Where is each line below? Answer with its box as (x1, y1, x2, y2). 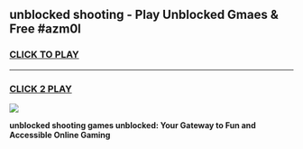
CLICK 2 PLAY (9, 82, 72, 95)
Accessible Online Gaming (9, 129, 111, 140)
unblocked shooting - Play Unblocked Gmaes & (9, 7, 280, 23)
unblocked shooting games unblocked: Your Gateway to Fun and (9, 119, 257, 130)
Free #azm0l (9, 22, 81, 37)
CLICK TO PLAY (9, 49, 79, 61)
